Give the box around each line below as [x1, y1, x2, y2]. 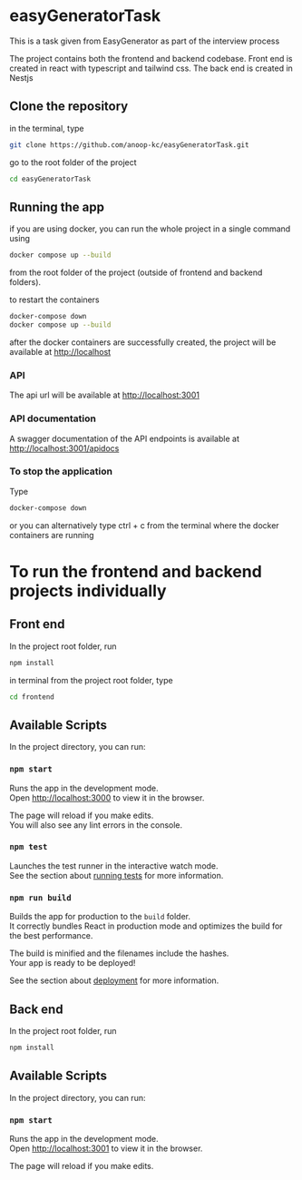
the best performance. [9, 930, 93, 941]
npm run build [9, 892, 72, 903]
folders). [9, 277, 42, 288]
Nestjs [9, 72, 34, 83]
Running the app [9, 199, 104, 214]
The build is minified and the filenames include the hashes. [9, 948, 229, 959]
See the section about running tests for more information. [9, 870, 224, 880]
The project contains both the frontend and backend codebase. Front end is [9, 53, 293, 64]
